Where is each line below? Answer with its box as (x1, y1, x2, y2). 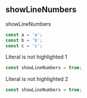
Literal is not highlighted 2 (5, 76, 69, 83)
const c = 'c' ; (5, 43, 43, 49)
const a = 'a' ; (5, 32, 43, 38)
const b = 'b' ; (5, 37, 43, 43)
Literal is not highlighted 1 (5, 53, 68, 61)
